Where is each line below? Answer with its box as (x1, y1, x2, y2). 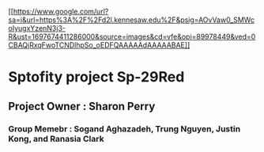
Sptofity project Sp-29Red (8, 68, 185, 86)
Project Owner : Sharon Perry (8, 99, 156, 113)
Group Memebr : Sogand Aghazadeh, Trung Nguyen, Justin (8, 123, 241, 134)
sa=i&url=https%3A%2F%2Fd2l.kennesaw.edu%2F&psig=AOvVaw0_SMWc (8, 15, 255, 25)
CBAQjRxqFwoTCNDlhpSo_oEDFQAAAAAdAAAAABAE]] (8, 40, 190, 50)
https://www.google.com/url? (13, 7, 109, 16)
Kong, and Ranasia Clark (8, 133, 104, 144)
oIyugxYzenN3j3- (8, 24, 66, 32)
